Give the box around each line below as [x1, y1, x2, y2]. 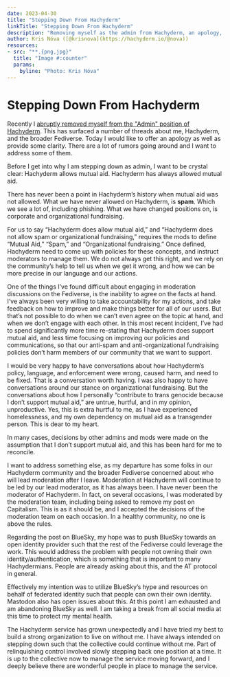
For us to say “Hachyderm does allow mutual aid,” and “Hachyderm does [7, 225, 214, 234]
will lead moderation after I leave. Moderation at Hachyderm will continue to [7, 476, 221, 485]
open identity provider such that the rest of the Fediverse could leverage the [7, 540, 223, 548]
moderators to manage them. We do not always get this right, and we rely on [7, 255, 224, 263]
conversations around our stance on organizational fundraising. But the [7, 384, 209, 392]
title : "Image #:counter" [13, 55, 88, 62]
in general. [7, 570, 38, 578]
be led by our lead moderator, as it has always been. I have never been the [7, 483, 218, 491]
